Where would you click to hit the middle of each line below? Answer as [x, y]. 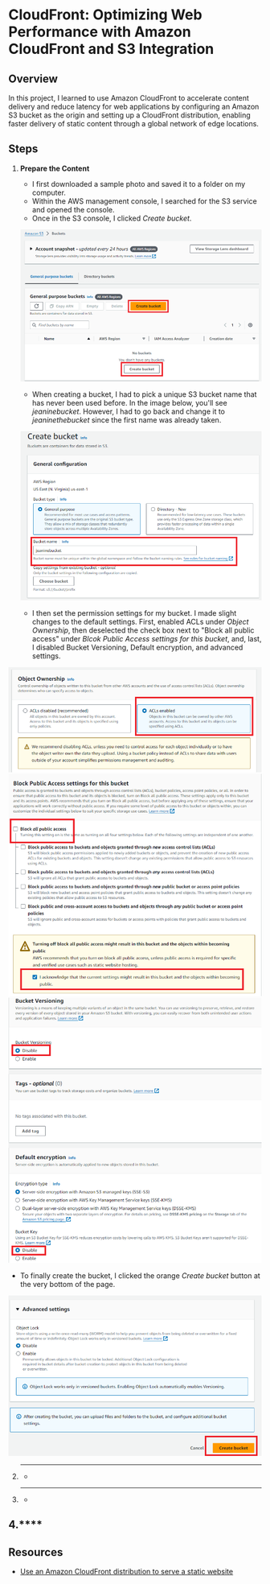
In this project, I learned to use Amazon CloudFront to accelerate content [129, 98]
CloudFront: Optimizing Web [105, 15]
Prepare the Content [55, 168]
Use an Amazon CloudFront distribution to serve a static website [127, 1572]
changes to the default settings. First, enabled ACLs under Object [140, 622]
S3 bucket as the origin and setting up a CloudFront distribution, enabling [129, 115]
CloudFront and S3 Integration [111, 49]
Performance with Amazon [100, 32]
